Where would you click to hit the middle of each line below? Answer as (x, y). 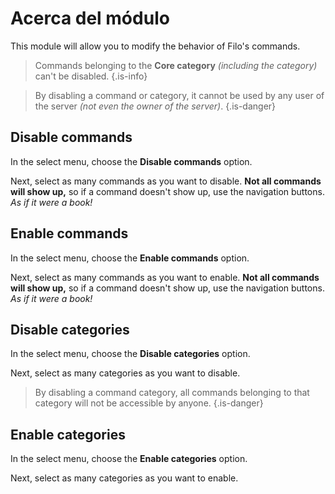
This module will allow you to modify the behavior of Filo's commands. (155, 46)
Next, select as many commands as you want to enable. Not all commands (165, 277)
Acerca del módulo (90, 18)
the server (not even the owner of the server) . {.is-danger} (155, 106)
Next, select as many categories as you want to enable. (124, 478)
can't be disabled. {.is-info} (91, 76)
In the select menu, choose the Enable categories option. (129, 459)
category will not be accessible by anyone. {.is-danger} (149, 403)
